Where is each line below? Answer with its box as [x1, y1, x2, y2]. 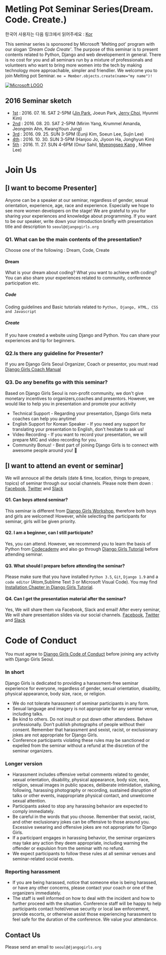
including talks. [12, 711, 44, 717]
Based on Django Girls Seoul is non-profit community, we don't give [5, 390, 144, 396]
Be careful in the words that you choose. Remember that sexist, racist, [12, 813, 156, 819]
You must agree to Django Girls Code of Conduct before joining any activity [5, 651, 159, 657]
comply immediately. [12, 808, 55, 814]
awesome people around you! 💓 [12, 447, 78, 453]
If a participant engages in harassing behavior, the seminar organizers [12, 834, 156, 840]
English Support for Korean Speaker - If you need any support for [12, 421, 146, 427]
